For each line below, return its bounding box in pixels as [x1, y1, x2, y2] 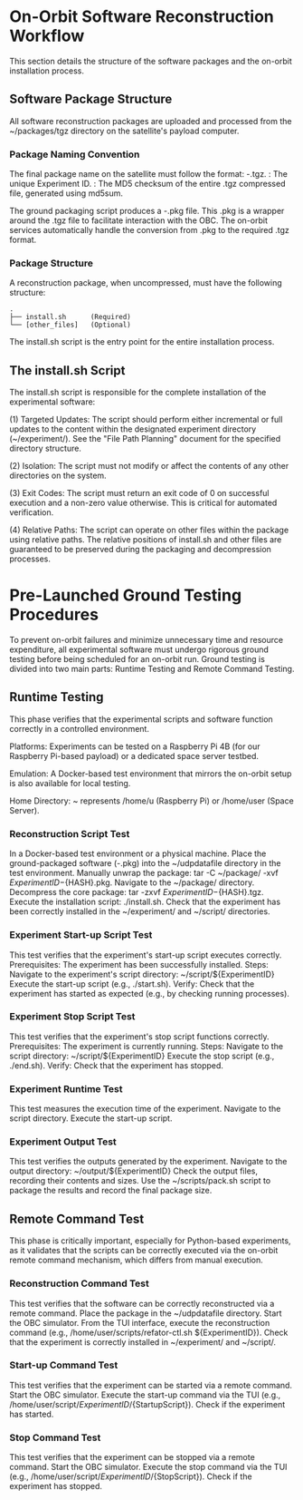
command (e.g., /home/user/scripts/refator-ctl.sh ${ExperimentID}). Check [9, 1327, 289, 1338]
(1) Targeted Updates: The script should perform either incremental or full [9, 414, 283, 425]
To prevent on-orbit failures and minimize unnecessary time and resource [9, 635, 283, 646]
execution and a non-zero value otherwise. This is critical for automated [9, 497, 278, 509]
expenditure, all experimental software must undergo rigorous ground [9, 644, 270, 655]
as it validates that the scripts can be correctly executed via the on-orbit [9, 1245, 279, 1256]
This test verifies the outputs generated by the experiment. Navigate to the [9, 1156, 288, 1167]
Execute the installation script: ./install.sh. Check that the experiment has [9, 896, 281, 908]
